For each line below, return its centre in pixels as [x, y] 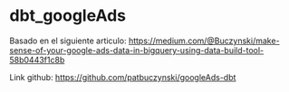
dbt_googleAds [68, 16]
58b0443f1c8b [37, 60]
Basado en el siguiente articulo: [68, 41]
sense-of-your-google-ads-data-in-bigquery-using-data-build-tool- [137, 50]
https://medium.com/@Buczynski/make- [204, 41]
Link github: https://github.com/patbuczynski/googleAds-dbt [123, 77]
